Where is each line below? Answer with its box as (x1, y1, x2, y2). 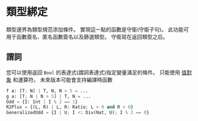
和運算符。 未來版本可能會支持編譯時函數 (12, 76, 113, 83)
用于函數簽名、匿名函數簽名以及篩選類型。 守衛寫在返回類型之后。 (6, 33, 168, 40)
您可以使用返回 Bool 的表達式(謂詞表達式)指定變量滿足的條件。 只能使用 (6, 69, 180, 76)
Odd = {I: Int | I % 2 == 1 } (6, 99, 78, 105)
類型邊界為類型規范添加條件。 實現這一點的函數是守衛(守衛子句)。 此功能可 (6, 26, 189, 33)
